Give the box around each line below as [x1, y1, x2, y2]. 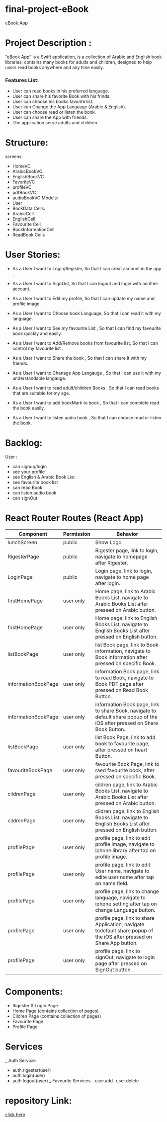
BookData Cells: [12, 205, 46, 212]
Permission [63, 530, 90, 537]
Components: [5, 986, 63, 997]
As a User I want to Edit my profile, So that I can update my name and [12, 296, 155, 302]
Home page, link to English [95, 615, 158, 622]
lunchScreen [7, 539, 37, 546]
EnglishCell [12, 216, 36, 222]
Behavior [116, 530, 138, 537]
